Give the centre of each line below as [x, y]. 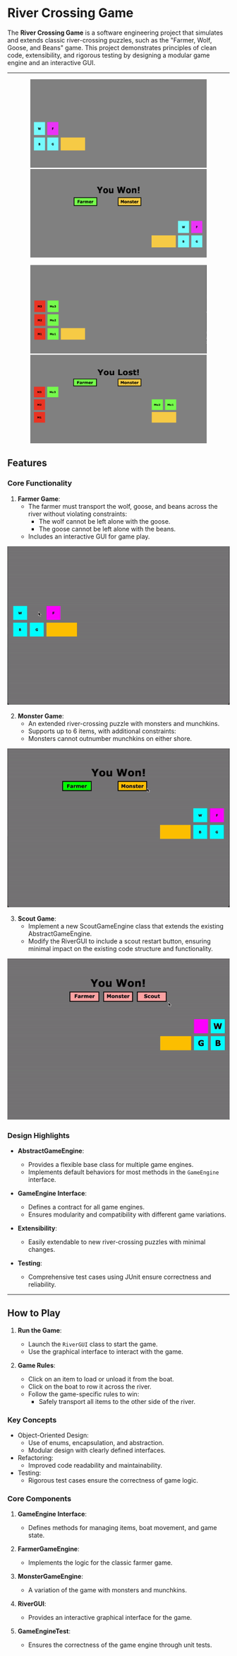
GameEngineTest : [44, 1631]
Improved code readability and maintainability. [95, 1466]
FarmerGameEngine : [48, 1549]
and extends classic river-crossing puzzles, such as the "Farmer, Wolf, [110, 40]
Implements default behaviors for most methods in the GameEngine [123, 1172]
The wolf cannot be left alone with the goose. [104, 521]
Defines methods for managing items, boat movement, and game [122, 1528]
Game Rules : [36, 1365]
